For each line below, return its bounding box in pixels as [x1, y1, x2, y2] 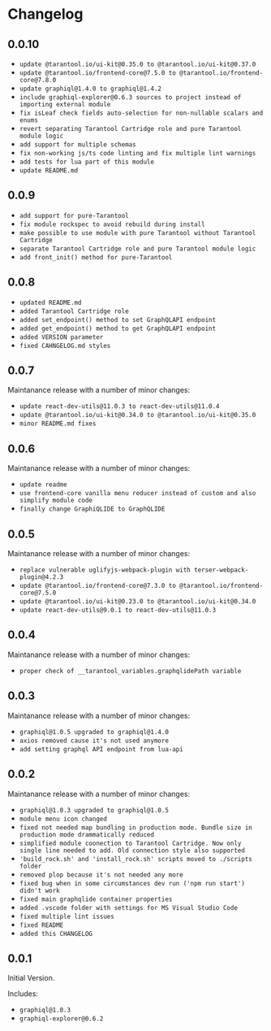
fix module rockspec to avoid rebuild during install [19, 220, 205, 228]
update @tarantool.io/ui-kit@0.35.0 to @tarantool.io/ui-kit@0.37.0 [19, 60, 256, 68]
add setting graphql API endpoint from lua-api [19, 745, 183, 753]
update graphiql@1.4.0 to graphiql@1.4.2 [19, 85, 161, 93]
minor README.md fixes [19, 420, 97, 428]
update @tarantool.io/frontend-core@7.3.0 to [19, 582, 176, 590]
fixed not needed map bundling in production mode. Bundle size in [19, 823, 252, 832]
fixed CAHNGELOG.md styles [19, 341, 111, 350]
